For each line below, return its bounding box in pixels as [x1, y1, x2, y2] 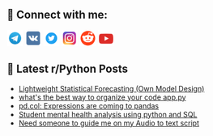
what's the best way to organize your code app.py [18, 92, 186, 102]
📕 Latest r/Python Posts [6, 62, 129, 76]
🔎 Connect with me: [6, 8, 108, 22]
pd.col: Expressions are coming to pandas [18, 100, 160, 110]
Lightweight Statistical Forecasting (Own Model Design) [18, 83, 205, 93]
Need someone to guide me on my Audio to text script [18, 118, 199, 128]
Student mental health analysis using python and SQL [18, 109, 198, 119]
